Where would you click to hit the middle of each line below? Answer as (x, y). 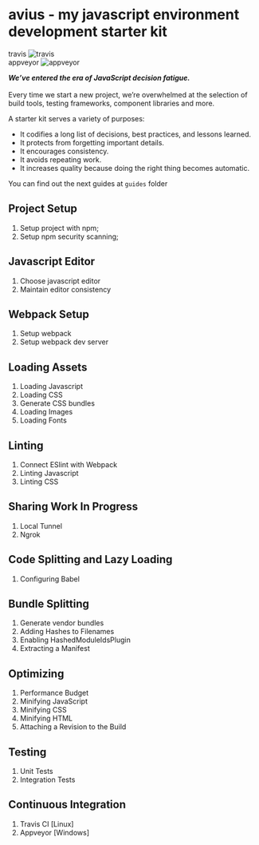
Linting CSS (39, 482)
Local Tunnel (41, 526)
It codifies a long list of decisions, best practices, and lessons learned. (135, 134)
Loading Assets (48, 367)
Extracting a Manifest (55, 649)
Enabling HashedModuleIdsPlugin (75, 640)
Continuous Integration (67, 805)
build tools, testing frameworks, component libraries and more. (112, 103)
